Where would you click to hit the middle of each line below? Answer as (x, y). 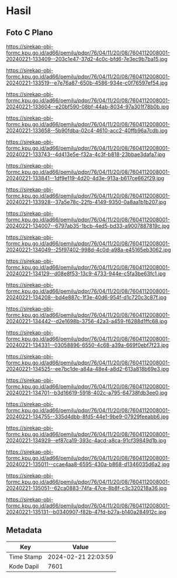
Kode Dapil (24, 566)
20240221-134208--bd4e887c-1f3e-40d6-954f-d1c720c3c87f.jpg (86, 297)
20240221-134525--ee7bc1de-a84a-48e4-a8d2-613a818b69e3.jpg (88, 369)
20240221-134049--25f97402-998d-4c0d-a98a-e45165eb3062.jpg (88, 250)
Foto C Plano (29, 33)
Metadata (24, 530)
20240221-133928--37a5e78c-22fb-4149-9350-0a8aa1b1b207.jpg (86, 202)
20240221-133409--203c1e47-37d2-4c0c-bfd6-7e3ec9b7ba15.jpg (87, 59)
